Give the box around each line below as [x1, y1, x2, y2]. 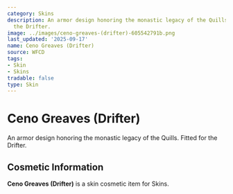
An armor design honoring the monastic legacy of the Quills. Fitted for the [7, 134, 218, 142]
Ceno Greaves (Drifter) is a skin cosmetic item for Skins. [7, 179, 170, 188]
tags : [7, 55, 23, 62]
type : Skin [7, 81, 39, 88]
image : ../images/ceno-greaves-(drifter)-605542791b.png [7, 29, 175, 37]
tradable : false [7, 74, 54, 82]
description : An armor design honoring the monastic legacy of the [7, 17, 207, 24]
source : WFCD [7, 49, 45, 56]
